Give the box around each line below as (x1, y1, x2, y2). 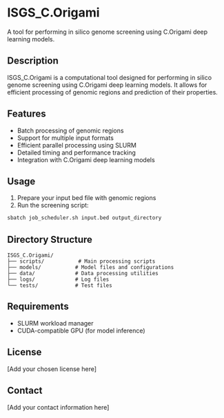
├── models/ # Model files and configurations (7, 264, 174, 271)
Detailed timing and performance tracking (17, 148, 136, 157)
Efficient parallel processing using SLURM (17, 141, 136, 149)
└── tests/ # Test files (7, 282, 112, 289)
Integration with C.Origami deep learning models (17, 155, 155, 163)
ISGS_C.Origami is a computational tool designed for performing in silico (7, 73, 212, 81)
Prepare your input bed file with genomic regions (17, 194, 156, 202)
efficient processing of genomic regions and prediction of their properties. (7, 88, 218, 96)
